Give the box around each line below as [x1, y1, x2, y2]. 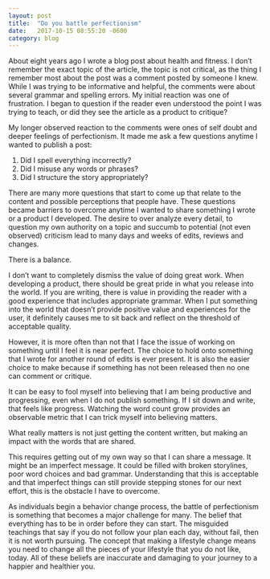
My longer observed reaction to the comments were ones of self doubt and [8, 123, 257, 133]
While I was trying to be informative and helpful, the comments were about [8, 82, 256, 92]
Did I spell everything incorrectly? [19, 156, 132, 165]
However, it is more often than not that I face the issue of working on [8, 337, 235, 347]
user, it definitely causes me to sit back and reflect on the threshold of [8, 313, 240, 323]
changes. [8, 239, 39, 249]
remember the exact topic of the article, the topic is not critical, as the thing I [8, 65, 262, 75]
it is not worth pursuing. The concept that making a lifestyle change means [8, 536, 256, 546]
